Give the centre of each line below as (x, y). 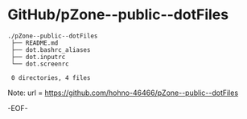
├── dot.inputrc (38, 57)
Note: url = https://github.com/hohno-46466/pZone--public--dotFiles (123, 93)
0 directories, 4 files (51, 77)
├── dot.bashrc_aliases (51, 50)
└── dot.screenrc (40, 64)
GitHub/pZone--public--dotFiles (118, 15)
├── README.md (35, 43)
